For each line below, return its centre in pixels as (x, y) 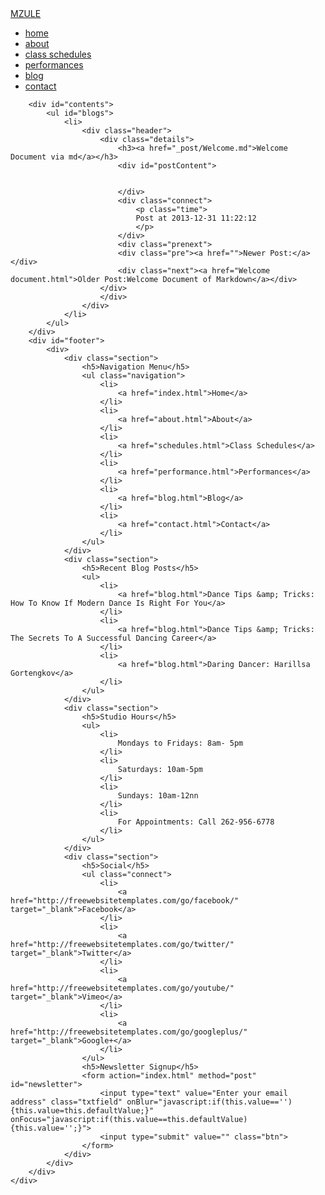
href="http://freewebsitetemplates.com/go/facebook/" (125, 901)
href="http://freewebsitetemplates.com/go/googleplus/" (129, 1032)
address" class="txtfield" (66, 1102)
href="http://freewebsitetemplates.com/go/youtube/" (122, 988)
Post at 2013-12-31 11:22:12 (196, 218)
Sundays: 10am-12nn (158, 796)
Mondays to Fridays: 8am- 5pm (180, 743)
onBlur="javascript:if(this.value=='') (209, 1102)
